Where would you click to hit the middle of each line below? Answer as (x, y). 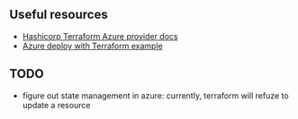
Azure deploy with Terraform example (93, 46)
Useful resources (59, 15)
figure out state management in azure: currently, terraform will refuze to (156, 95)
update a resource (56, 105)
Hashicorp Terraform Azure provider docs (100, 36)
